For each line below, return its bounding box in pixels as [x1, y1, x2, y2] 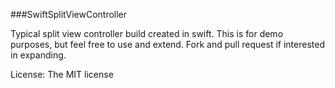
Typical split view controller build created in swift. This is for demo [10, 28, 284, 39]
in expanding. [10, 49, 67, 61]
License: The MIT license [10, 69, 114, 80]
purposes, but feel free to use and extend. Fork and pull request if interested [10, 39, 325, 50]
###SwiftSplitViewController [10, 9, 128, 20]
